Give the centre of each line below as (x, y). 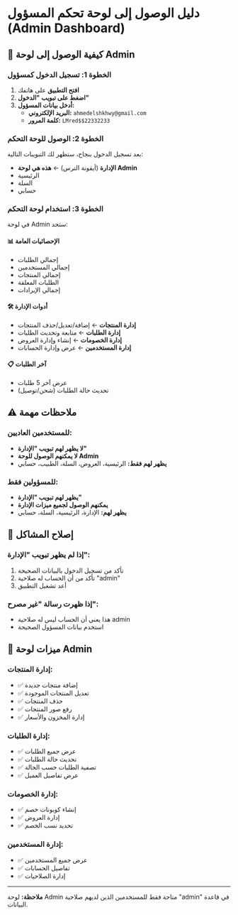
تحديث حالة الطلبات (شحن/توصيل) (63, 390)
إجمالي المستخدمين (44, 267)
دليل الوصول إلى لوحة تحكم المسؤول (103, 13)
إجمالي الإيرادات (39, 290)
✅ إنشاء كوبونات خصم (47, 810)
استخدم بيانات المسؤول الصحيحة (61, 627)
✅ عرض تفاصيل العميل (48, 775)
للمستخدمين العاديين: (40, 433)
